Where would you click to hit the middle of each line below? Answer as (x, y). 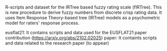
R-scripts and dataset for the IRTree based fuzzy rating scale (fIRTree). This (83, 7)
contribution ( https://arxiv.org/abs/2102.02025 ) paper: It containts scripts (81, 38)
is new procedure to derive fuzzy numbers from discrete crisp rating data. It (83, 12)
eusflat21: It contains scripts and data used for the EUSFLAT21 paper (76, 32)
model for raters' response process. (42, 23)
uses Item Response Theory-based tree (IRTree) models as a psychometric (83, 18)
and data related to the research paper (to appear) (57, 43)
